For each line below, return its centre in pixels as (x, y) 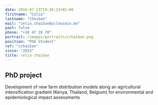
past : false (17, 28)
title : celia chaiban (27, 55)
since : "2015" (20, 51)
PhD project (24, 75)
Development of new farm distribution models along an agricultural (73, 87)
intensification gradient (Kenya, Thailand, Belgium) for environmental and (79, 92)
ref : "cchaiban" (22, 46)
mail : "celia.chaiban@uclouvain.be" (43, 23)
